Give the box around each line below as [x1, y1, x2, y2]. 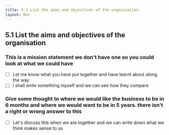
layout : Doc [5, 12, 30, 17]
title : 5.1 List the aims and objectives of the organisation [5, 7, 139, 13]
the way [12, 77, 29, 83]
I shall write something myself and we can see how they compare [12, 83, 149, 89]
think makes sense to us [12, 125, 63, 131]
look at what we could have [5, 60, 74, 67]
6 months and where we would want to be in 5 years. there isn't [5, 102, 163, 109]
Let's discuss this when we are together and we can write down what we [12, 119, 164, 125]
